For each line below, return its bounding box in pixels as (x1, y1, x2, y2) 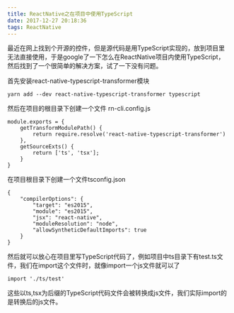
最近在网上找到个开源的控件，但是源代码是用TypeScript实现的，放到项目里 (7, 44, 225, 53)
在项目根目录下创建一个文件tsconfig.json (7, 175, 126, 184)
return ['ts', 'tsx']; (33, 150, 100, 157)
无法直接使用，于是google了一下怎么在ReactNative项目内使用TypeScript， (7, 53, 225, 61)
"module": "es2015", (33, 208, 93, 215)
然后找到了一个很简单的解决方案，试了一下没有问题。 (7, 62, 163, 70)
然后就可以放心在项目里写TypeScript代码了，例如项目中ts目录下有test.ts (7, 253, 217, 261)
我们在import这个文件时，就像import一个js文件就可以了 (19, 261, 180, 270)
